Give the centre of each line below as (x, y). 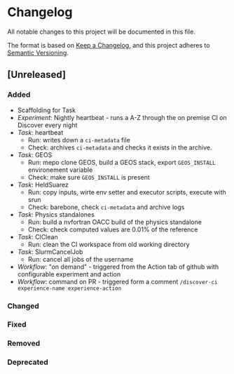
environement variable (60, 170)
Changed (23, 306)
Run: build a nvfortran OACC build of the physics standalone (115, 222)
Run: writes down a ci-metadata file (79, 140)
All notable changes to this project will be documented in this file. (102, 32)
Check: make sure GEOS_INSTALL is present (89, 177)
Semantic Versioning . (38, 53)
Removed (24, 343)
